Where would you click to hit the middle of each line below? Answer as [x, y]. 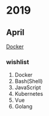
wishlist [18, 62]
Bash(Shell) [29, 81]
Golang [23, 106]
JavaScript [28, 87]
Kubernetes [29, 94]
